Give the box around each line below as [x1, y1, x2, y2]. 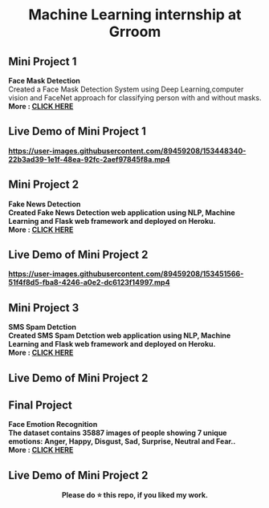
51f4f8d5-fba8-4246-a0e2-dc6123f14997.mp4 [8, 278, 170, 287]
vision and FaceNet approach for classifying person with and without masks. [8, 93, 262, 102]
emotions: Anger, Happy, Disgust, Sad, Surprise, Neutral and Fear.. [8, 437, 236, 446]
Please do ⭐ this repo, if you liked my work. [61, 490, 209, 500]
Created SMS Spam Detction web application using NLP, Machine [8, 331, 231, 340]
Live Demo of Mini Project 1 [8, 124, 146, 138]
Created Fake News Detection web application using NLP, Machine [8, 207, 235, 217]
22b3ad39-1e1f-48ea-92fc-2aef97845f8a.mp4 [8, 154, 170, 164]
